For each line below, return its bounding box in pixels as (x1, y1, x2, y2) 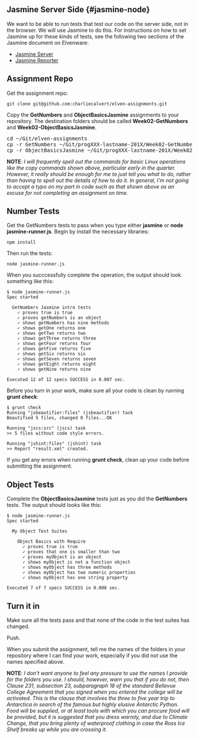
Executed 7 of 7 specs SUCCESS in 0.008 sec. (6, 585, 120, 591)
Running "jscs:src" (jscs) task (6, 425, 86, 432)
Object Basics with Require (17, 539, 86, 545)
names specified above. (6, 658, 65, 665)
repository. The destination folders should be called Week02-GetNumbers (6, 117, 189, 124)
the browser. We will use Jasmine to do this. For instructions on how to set (6, 26, 187, 34)
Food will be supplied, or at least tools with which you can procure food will (6, 707, 190, 714)
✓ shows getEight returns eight (17, 362, 96, 367)
